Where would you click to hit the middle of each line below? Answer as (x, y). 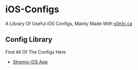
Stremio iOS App (30, 62)
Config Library (29, 40)
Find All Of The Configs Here (36, 52)
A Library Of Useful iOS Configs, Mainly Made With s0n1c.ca (69, 24)
